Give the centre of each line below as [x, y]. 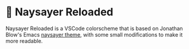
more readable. [24, 41]
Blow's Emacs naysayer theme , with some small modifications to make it [94, 34]
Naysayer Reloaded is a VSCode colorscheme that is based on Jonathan [94, 28]
